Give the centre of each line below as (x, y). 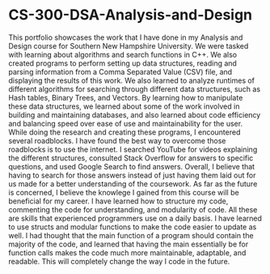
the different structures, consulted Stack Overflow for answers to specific (131, 158)
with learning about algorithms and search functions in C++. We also (122, 54)
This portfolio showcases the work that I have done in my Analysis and (126, 37)
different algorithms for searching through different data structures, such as (135, 89)
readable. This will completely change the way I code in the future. (119, 261)
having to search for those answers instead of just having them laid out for (132, 175)
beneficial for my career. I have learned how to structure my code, (118, 201)
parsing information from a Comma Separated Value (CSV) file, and (120, 71)
